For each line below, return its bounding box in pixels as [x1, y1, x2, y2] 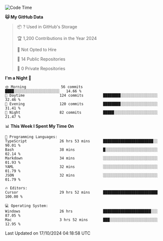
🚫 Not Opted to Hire [17, 47, 57, 52]
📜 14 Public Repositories [17, 56, 66, 62]
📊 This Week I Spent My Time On [5, 123, 74, 129]
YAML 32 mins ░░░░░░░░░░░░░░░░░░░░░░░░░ [5, 164, 158, 169]
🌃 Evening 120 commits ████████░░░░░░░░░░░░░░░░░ [5, 101, 158, 106]
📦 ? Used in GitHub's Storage [17, 24, 78, 29]
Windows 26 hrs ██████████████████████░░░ [5, 209, 158, 214]
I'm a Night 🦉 [5, 75, 32, 80]
